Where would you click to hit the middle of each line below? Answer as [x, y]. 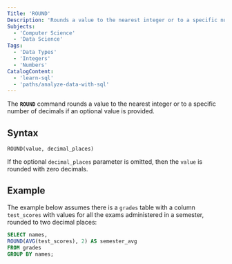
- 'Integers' [32, 59]
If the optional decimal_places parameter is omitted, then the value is [105, 162]
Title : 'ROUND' [29, 13]
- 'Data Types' [35, 53]
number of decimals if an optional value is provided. [81, 111]
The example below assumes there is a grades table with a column [101, 207]
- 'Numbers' [31, 65]
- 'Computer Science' [45, 33]
